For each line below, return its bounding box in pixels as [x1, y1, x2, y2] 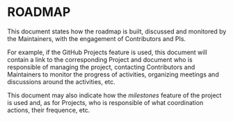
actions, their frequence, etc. [7, 106, 90, 114]
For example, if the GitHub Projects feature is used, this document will [7, 48, 207, 56]
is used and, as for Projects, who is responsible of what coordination [7, 98, 204, 106]
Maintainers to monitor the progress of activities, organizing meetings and [7, 70, 219, 79]
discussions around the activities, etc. [7, 77, 116, 86]
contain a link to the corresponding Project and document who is [7, 55, 193, 63]
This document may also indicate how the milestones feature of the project [7, 91, 222, 99]
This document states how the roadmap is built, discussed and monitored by [7, 27, 227, 35]
